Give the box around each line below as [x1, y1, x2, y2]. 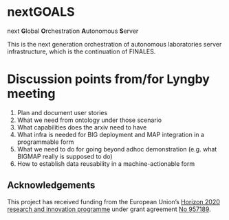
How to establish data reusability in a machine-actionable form [17, 159, 195, 168]
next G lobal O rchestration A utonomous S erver [7, 27, 139, 35]
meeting [7, 86, 56, 101]
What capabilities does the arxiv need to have [17, 123, 147, 131]
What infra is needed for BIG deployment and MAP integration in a [17, 130, 205, 138]
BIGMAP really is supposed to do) [17, 152, 113, 160]
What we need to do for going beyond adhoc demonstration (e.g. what [17, 145, 217, 153]
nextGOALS [7, 4, 75, 20]
